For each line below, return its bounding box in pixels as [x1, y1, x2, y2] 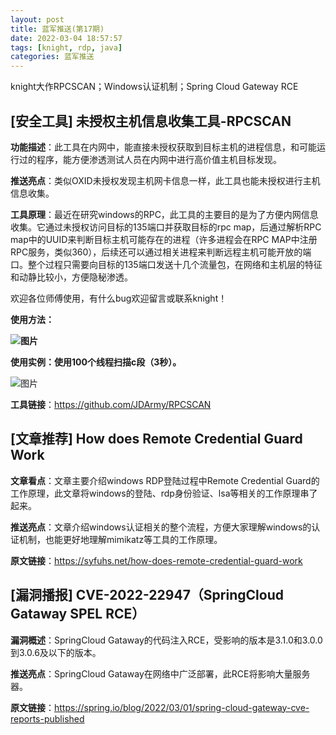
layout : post [10, 14, 65, 25]
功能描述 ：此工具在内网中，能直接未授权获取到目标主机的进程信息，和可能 [10, 141, 317, 153]
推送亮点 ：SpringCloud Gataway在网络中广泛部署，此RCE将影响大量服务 [10, 667, 311, 680]
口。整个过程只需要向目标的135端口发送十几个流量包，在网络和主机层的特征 [10, 258, 323, 270]
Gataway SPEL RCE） [10, 606, 146, 623]
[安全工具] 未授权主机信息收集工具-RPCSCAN [10, 112, 292, 130]
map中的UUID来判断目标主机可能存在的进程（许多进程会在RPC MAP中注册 [10, 233, 318, 245]
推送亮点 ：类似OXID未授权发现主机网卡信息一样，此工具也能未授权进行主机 [10, 174, 321, 186]
